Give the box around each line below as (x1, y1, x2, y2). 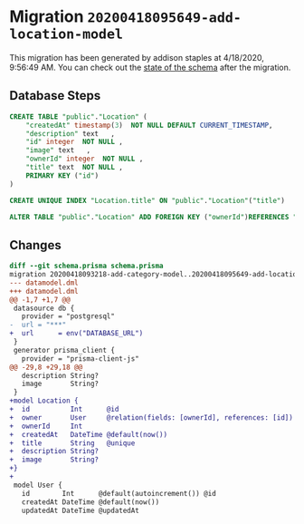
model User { (13, 480, 63, 490)
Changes (9, 238, 62, 253)
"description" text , (25, 129, 116, 138)
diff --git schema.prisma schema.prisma (9, 261, 165, 271)
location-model (9, 25, 124, 43)
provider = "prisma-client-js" (21, 354, 140, 364)
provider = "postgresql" (21, 312, 116, 321)
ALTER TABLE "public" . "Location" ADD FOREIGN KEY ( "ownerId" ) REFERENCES (9, 212, 290, 221)
